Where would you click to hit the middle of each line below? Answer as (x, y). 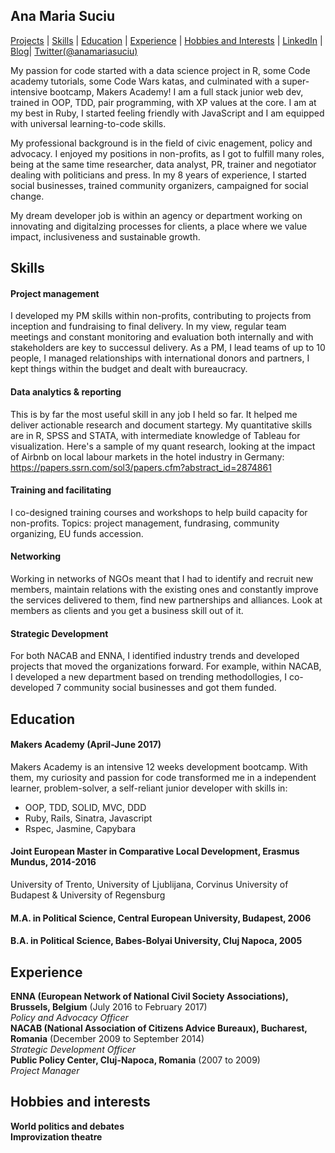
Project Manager (45, 1071)
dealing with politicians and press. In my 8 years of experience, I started (158, 175)
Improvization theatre (56, 1136)
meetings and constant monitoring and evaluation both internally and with (162, 337)
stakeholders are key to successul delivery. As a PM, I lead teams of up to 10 (168, 348)
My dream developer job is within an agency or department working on (156, 215)
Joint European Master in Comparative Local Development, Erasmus (155, 851)
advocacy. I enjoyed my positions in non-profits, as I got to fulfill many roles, (167, 153)
